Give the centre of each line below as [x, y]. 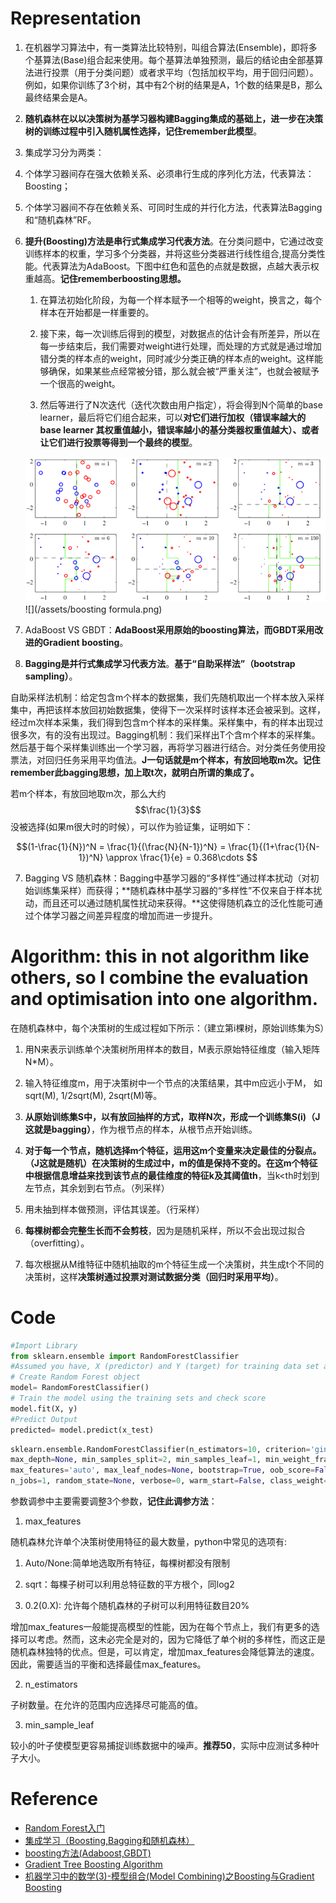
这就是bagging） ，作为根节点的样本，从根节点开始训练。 [141, 1129]
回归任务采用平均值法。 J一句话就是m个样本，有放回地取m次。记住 [182, 759]
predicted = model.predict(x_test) [82, 1430]
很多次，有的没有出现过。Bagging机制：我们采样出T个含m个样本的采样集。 [165, 734]
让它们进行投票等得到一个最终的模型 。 [118, 442]
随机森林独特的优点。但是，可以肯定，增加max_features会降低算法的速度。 [165, 1652]
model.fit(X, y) [44, 1408]
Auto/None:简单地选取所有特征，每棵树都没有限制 [127, 1563]
